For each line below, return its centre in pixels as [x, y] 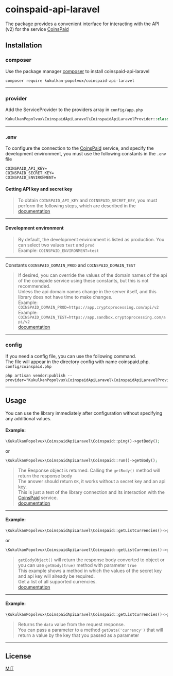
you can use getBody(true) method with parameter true [77, 565]
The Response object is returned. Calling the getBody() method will [89, 470]
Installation [24, 46]
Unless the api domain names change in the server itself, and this [87, 291]
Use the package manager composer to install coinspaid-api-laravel [77, 71]
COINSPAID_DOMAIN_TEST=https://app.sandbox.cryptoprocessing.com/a [92, 317]
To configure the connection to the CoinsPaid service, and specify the [80, 148]
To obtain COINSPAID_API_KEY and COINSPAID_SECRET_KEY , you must [88, 200]
